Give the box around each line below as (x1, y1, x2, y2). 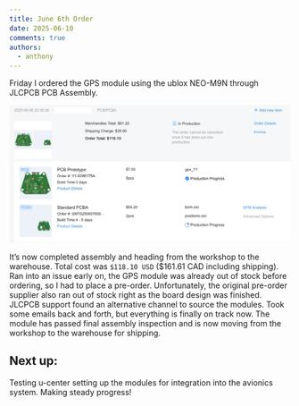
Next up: (9, 353, 58, 368)
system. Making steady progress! (9, 386, 132, 397)
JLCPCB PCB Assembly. (9, 88, 98, 98)
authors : (9, 43, 42, 52)
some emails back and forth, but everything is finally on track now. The (9, 309, 270, 319)
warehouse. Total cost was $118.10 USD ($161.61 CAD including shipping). (9, 260, 279, 272)
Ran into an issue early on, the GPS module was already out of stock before (9, 270, 287, 281)
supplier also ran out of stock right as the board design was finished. (9, 289, 262, 300)
